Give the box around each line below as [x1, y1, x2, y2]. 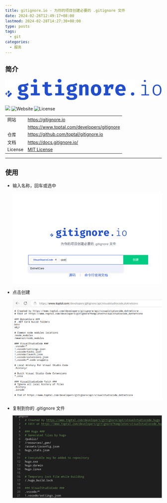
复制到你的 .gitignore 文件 [12, 405, 66, 411]
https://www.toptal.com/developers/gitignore [27, 124, 120, 130]
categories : [5, 40, 30, 45]
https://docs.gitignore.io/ [27, 139, 79, 145]
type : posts [5, 24, 30, 29]
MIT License [27, 147, 53, 153]
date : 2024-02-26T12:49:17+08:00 [5, 13, 75, 18]
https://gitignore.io [27, 116, 66, 122]
